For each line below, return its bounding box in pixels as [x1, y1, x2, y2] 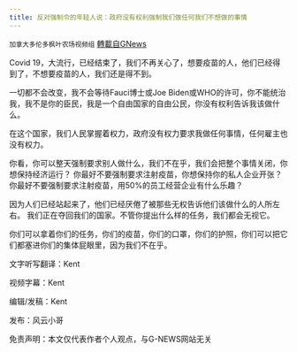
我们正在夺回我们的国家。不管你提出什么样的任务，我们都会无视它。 [26, 210, 275, 220]
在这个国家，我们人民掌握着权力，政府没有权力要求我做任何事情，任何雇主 [9, 127, 280, 138]
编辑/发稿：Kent [9, 295, 68, 306]
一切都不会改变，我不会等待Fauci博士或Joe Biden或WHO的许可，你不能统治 [9, 87, 286, 97]
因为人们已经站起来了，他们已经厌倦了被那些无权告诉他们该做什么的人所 [9, 198, 272, 209]
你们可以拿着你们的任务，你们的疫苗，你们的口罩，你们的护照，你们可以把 [9, 228, 280, 239]
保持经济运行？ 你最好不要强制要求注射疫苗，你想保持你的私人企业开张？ [16, 169, 283, 180]
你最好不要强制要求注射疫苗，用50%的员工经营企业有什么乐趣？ [9, 180, 243, 190]
